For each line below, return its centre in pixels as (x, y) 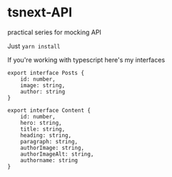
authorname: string (49, 160)
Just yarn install (34, 46)
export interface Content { (49, 110)
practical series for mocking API (55, 32)
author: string (43, 91)
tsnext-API (40, 12)
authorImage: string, (52, 148)
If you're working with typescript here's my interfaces (86, 60)
